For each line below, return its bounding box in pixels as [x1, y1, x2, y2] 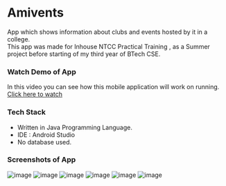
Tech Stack [7, 107, 46, 117]
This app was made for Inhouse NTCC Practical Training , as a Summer [7, 42, 210, 50]
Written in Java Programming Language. [17, 123, 133, 131]
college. [7, 35, 31, 43]
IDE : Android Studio [17, 130, 76, 139]
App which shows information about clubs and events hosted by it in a [7, 28, 208, 36]
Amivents [7, 5, 64, 21]
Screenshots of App [7, 155, 76, 165]
